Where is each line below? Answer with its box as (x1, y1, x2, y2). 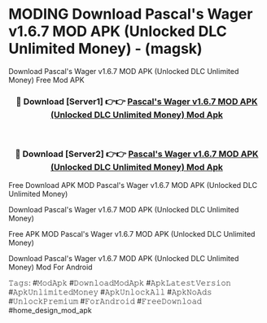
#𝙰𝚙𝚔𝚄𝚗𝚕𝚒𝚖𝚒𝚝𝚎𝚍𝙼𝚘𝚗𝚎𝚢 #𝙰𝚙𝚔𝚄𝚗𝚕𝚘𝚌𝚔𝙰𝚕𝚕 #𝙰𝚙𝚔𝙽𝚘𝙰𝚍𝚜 (8, 286, 212, 297)
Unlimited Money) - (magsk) (8, 40, 203, 58)
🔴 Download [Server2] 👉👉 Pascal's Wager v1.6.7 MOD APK (15, 148, 259, 159)
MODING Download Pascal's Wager (8, 5, 253, 24)
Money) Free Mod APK (8, 75, 85, 85)
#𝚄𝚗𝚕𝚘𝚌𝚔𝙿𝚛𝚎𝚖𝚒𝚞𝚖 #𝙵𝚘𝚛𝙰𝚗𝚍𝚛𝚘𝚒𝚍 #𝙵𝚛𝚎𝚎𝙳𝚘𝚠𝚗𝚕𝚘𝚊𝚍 (8, 296, 202, 306)
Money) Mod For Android (8, 262, 93, 272)
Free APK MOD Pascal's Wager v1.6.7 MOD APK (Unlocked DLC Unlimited (8, 229, 256, 238)
